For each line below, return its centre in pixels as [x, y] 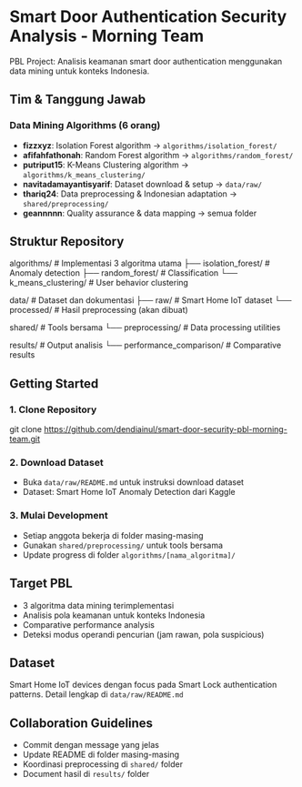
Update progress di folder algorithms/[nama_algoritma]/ [129, 555]
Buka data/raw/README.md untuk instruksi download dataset [133, 482]
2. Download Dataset [56, 463]
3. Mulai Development [59, 516]
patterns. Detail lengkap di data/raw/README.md [96, 694]
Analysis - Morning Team [107, 36]
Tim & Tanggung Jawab [78, 100]
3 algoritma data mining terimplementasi [98, 605]
